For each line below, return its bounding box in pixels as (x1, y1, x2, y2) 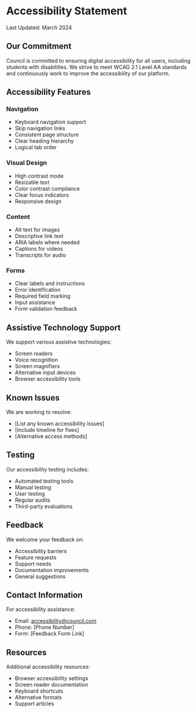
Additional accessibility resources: (6, 663, 90, 671)
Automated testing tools (14, 477, 74, 484)
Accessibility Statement (6, 4, 128, 18)
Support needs (14, 560, 52, 567)
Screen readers (14, 350, 53, 357)
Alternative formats (14, 694, 62, 701)
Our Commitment (6, 41, 72, 51)
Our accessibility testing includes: (6, 465, 89, 473)
